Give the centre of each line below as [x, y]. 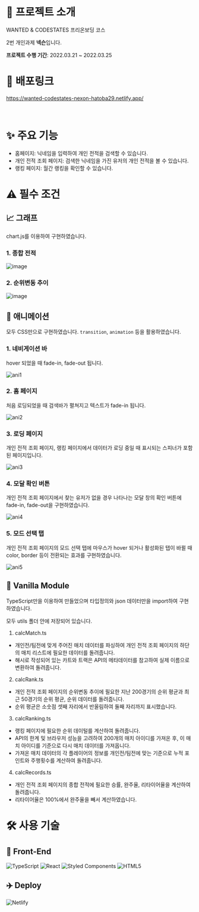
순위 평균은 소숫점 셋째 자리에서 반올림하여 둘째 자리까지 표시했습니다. [96, 706]
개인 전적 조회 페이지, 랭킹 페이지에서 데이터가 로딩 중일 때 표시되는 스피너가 [94, 448]
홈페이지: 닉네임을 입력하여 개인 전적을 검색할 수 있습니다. [81, 153]
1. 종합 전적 [21, 253]
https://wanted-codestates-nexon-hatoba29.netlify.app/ [75, 98]
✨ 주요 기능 [32, 136]
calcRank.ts [29, 679]
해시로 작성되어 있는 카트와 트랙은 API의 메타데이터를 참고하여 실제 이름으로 [102, 660]
